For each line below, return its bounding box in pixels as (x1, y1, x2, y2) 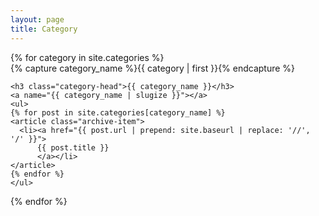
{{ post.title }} (36, 142, 110, 153)
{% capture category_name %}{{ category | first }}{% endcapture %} (10, 62, 296, 74)
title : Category (10, 24, 78, 34)
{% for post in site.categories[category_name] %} (10, 107, 226, 118)
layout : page (10, 14, 65, 25)
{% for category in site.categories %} (10, 51, 165, 63)
